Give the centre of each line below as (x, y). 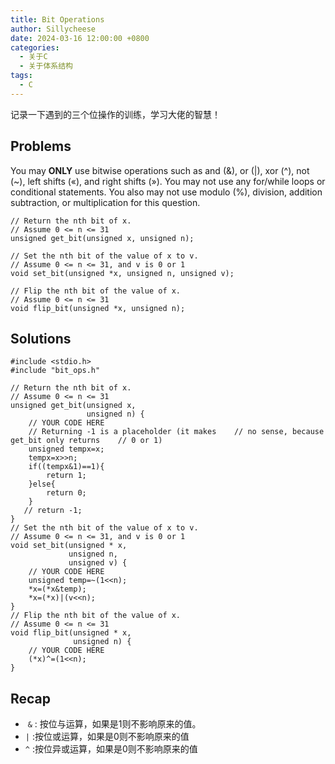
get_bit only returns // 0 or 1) (86, 441)
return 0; (66, 493)
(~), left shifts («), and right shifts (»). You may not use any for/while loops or (168, 181)
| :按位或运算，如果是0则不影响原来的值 (107, 737)
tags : (21, 76)
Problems (41, 146)
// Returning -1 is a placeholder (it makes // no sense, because (176, 432)
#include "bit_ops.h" (55, 371)
